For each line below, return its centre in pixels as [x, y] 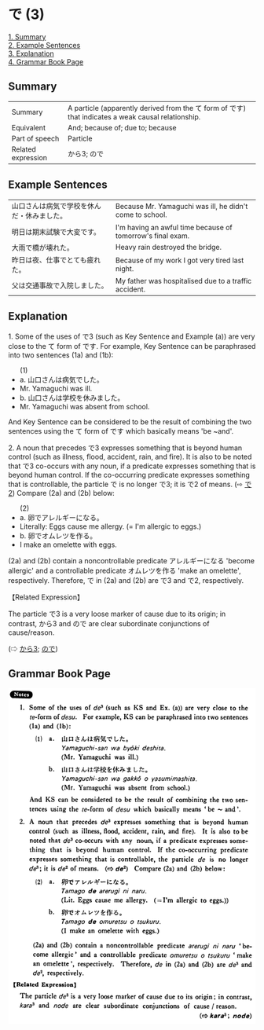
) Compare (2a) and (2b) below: [64, 493]
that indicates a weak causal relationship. [134, 116]
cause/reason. [31, 632]
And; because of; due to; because [122, 127]
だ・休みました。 [39, 216]
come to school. [141, 214]
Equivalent [28, 127]
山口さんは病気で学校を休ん [56, 206]
